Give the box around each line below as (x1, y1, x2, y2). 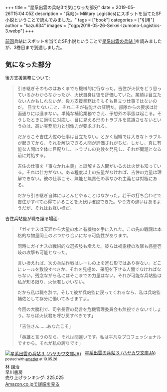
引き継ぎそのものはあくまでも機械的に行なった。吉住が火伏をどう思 (17, 85, 158, 91)
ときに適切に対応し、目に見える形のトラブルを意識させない (30, 117, 153, 123)
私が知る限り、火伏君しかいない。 (17, 278, 88, 284)
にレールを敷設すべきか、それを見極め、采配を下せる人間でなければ (17, 266, 157, 272)
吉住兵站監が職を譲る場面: (5, 215, 59, 221)
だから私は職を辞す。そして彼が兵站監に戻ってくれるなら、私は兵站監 (17, 289, 161, 295)
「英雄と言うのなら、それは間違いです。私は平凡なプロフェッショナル (17, 333, 161, 339)
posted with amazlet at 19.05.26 (5, 356, 58, 361)
